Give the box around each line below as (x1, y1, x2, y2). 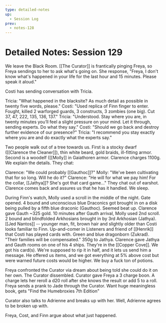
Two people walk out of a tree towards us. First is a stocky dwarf (5, 144, 137, 150)
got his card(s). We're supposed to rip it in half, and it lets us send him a (5, 247, 152, 253)
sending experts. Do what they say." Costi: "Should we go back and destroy (5, 124, 159, 130)
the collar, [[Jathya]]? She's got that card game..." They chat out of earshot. (5, 180, 159, 186)
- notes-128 (9, 26, 35, 31)
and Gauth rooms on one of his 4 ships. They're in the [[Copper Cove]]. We (5, 242, 158, 248)
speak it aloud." (5, 79, 37, 85)
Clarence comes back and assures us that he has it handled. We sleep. (5, 185, 150, 191)
